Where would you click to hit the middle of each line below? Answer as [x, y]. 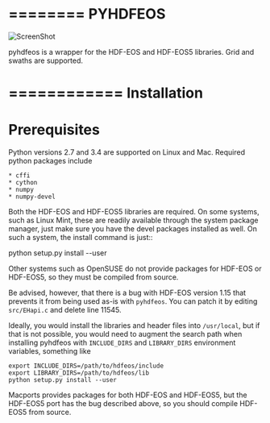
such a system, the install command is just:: [81, 238]
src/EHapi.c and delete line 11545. [65, 310]
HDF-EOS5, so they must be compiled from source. [93, 277]
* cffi [19, 176]
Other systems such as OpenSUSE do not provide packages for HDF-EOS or [135, 269]
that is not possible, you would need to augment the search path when [125, 334]
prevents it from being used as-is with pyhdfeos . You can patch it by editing [133, 301]
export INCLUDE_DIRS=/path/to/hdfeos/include [86, 366]
